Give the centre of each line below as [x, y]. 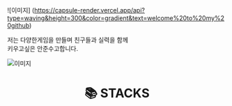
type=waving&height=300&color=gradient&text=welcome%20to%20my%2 [116, 18]
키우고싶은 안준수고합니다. [43, 48]
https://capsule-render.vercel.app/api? [89, 10]
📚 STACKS [117, 93]
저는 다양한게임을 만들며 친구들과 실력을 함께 [68, 40]
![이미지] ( [21, 10]
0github [18, 25]
